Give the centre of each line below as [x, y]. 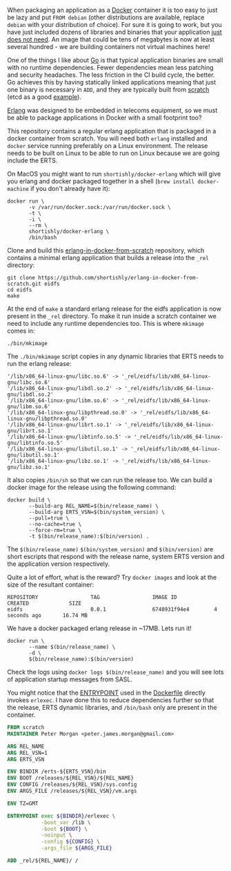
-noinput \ [57, 835]
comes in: [21, 331]
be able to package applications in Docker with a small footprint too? [104, 118]
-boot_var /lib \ [66, 823]
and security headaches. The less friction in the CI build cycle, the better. [111, 75]
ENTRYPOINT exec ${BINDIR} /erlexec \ [61, 816]
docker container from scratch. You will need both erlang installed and [108, 138]
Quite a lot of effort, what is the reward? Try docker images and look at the [112, 577]
